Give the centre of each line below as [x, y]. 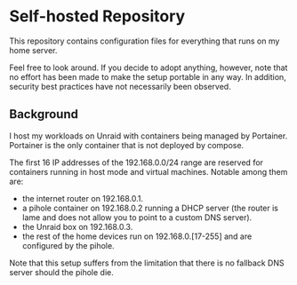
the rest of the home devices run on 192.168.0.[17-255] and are [137, 236]
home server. [33, 50]
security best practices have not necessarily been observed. [120, 86]
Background [44, 114]
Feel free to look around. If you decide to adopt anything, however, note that [148, 67]
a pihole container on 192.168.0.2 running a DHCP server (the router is [150, 208]
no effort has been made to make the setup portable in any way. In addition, [148, 76]
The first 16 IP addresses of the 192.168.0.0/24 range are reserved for [136, 162]
